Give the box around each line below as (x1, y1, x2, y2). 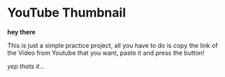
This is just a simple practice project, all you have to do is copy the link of (7, 41, 218, 49)
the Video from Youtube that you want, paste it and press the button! (7, 49, 205, 57)
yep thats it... (7, 62, 45, 70)
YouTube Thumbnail (7, 5, 126, 21)
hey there (7, 28, 36, 36)
